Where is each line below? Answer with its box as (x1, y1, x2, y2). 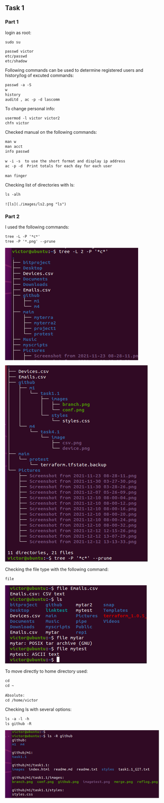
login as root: (5, 29, 32, 36)
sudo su (5, 40, 21, 44)
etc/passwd (5, 54, 27, 59)
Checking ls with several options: (5, 706, 72, 712)
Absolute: (5, 693, 25, 698)
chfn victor (5, 121, 29, 125)
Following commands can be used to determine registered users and (5, 67, 143, 73)
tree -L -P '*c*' (5, 234, 41, 239)
